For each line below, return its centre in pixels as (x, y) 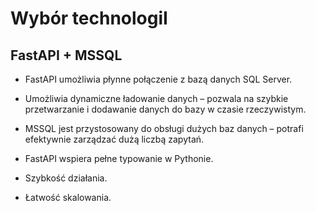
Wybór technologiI (89, 18)
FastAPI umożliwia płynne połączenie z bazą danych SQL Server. (158, 79)
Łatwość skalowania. (68, 197)
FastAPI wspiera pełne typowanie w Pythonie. (119, 158)
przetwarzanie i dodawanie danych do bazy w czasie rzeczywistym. (165, 109)
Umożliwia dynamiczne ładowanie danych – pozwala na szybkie (156, 98)
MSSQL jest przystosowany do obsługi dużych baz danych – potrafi (164, 128)
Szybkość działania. (66, 178)
